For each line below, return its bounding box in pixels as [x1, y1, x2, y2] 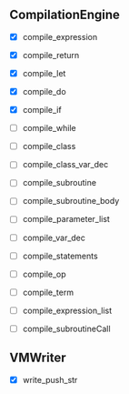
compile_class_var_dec [22, 159, 109, 170]
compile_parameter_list [22, 214, 111, 225]
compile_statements [22, 250, 98, 261]
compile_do [22, 86, 66, 96]
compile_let [22, 67, 66, 78]
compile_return [22, 49, 80, 60]
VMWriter [9, 350, 66, 366]
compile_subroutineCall [22, 323, 111, 334]
